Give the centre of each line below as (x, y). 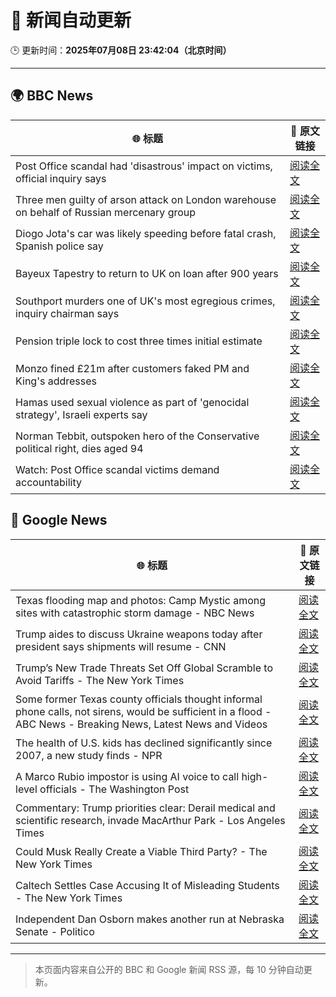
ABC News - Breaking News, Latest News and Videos (141, 724)
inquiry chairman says (67, 313)
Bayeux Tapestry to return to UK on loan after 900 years (147, 273)
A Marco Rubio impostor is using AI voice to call (127, 776)
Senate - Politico (55, 931)
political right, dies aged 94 (79, 448)
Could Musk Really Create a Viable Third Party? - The (141, 851)
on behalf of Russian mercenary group (106, 212)
